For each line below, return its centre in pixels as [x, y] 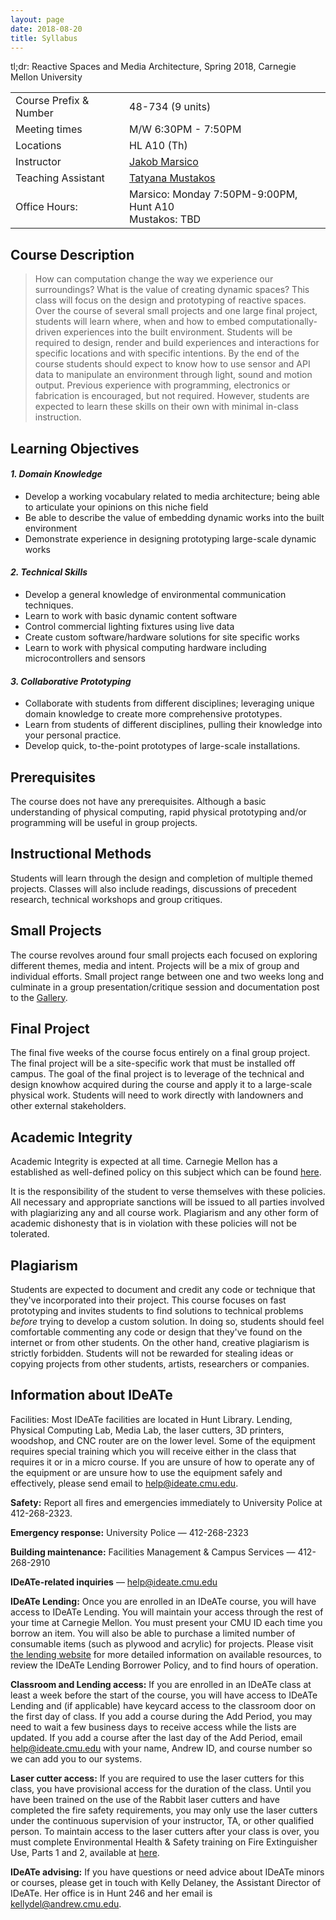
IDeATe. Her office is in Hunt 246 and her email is [111, 1893]
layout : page [37, 19]
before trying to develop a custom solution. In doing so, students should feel [167, 1322]
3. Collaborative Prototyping [71, 681]
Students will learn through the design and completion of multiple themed [161, 878]
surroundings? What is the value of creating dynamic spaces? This [172, 290]
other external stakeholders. [68, 1106]
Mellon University [46, 77]
